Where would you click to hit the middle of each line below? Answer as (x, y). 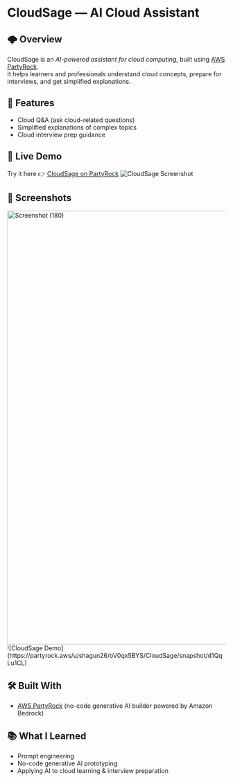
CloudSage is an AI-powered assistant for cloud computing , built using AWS (116, 59)
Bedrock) (30, 713)
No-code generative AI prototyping (67, 763)
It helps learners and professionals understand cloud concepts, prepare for (114, 74)
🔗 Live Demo (35, 156)
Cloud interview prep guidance (61, 134)
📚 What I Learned (47, 736)
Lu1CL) (17, 663)
